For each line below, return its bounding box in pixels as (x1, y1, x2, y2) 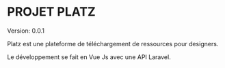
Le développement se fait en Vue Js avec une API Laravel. (7, 52, 171, 61)
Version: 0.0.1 (7, 27, 44, 35)
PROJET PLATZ (7, 4, 96, 20)
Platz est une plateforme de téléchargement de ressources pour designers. (7, 39, 219, 48)
